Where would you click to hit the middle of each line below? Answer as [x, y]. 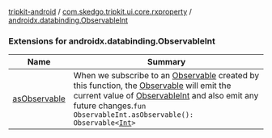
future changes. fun [110, 106]
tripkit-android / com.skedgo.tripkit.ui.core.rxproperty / [100, 12]
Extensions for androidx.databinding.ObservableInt [112, 41]
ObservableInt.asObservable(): [134, 115]
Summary [166, 62]
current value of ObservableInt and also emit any [166, 96]
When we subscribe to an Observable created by [166, 76]
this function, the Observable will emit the [152, 86]
